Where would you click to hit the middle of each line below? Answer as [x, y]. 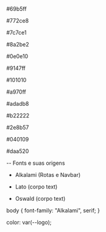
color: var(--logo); [29, 222]
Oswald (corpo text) [40, 199]
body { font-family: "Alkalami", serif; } [53, 210]
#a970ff [16, 92]
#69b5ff [16, 9]
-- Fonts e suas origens [36, 163]
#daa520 [18, 151]
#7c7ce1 [16, 32]
